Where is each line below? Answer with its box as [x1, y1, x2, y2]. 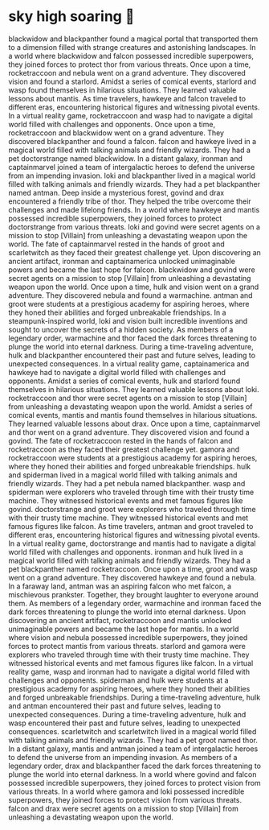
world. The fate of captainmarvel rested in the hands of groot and [8, 239, 225, 249]
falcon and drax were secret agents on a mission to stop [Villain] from [8, 803, 238, 813]
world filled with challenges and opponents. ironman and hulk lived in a [8, 547, 243, 556]
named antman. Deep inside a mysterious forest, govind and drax [8, 188, 225, 197]
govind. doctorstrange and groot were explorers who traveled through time [8, 504, 256, 514]
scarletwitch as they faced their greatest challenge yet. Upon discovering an [8, 247, 261, 257]
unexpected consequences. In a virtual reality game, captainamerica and [8, 358, 250, 369]
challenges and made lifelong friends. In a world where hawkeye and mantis [8, 204, 260, 214]
